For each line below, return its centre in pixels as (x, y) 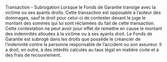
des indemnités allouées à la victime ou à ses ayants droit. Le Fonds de (79, 34)
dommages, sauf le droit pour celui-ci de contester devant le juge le (75, 18)
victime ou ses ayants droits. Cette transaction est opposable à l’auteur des (83, 12)
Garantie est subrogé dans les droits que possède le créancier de (73, 39)
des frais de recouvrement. (33, 55)
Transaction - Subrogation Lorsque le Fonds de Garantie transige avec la (80, 7)
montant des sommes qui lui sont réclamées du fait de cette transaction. (80, 23)
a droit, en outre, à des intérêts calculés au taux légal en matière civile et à (82, 50)
